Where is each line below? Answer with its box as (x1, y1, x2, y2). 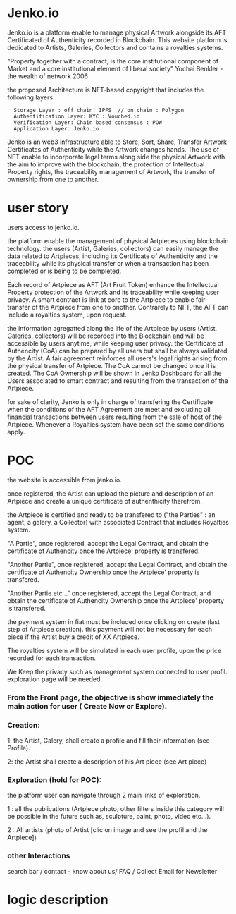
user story (7, 200, 69, 216)
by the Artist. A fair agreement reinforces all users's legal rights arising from (7, 354, 228, 362)
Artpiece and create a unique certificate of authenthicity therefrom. (7, 496, 203, 505)
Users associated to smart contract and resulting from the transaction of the (7, 376, 229, 385)
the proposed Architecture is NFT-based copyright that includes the (7, 85, 204, 94)
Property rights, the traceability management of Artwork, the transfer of (7, 167, 216, 176)
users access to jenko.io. (7, 223, 80, 231)
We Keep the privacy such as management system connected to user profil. (7, 667, 228, 676)
